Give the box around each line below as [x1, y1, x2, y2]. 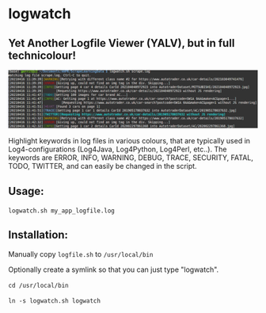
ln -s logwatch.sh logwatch [8, 296, 101, 305]
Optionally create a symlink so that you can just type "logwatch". [8, 265, 219, 274]
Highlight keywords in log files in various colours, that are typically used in [8, 136, 251, 146]
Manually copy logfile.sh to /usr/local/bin [8, 249, 154, 258]
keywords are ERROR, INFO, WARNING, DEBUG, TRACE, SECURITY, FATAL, [8, 153, 253, 162]
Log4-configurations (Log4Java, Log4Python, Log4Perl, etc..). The [8, 144, 227, 155]
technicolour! [8, 48, 77, 62]
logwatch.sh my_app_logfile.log [8, 207, 115, 215]
